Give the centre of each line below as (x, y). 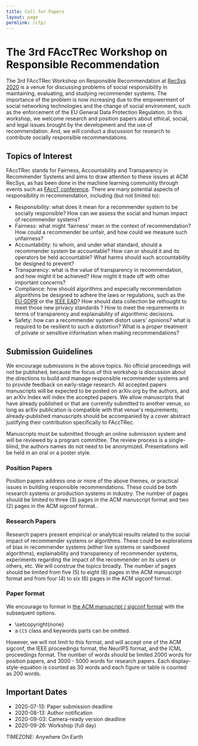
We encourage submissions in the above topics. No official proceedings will (98, 365)
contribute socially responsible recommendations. (67, 137)
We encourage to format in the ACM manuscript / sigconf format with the (95, 606)
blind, (13, 446)
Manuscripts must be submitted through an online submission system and (96, 433)
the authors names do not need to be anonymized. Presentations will (105, 446)
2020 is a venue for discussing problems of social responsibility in (87, 87)
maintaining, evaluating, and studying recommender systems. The (87, 94)
